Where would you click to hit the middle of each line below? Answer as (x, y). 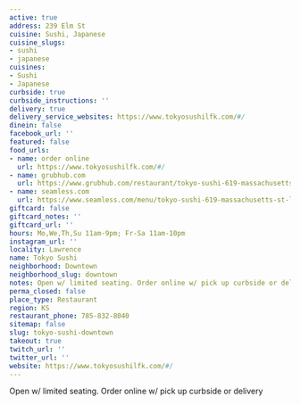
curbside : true (37, 92)
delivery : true (37, 109)
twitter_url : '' (39, 358)
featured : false (39, 142)
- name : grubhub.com (48, 175)
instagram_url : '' (43, 242)
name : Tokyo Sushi (43, 258)
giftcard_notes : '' (46, 216)
